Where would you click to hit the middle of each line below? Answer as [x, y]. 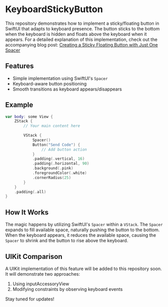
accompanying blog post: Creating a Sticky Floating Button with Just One [82, 45]
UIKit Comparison [34, 256]
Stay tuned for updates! [30, 299]
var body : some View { [29, 117]
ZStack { [24, 121]
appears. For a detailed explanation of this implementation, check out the [81, 39]
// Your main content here [52, 126]
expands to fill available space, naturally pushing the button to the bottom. [82, 230]
